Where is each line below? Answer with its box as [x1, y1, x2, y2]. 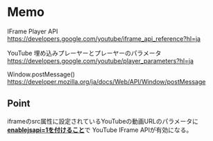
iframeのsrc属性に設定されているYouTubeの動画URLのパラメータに [7, 117, 199, 125]
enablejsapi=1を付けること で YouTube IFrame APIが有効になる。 [7, 126, 193, 134]
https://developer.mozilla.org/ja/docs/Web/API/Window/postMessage [7, 77, 206, 85]
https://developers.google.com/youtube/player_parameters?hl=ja [7, 56, 194, 65]
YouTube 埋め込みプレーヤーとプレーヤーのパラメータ [7, 49, 162, 57]
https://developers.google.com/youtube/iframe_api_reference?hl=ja [7, 34, 201, 42]
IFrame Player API [7, 27, 58, 35]
